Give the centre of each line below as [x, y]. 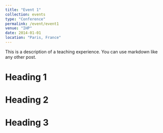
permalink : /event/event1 [32, 24]
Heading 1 [26, 77]
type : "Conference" [25, 19]
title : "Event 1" [23, 10]
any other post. [21, 57]
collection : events [25, 14]
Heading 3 [27, 123]
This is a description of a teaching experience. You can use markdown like [81, 52]
